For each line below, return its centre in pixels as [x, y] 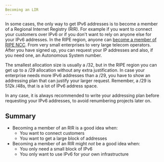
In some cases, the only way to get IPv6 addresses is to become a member [82, 24]
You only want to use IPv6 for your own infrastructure [74, 154]
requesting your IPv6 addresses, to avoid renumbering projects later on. [78, 101]
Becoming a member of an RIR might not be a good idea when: [76, 144]
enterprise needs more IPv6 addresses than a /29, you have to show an [78, 75]
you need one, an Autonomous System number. [54, 55]
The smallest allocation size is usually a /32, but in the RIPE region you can [81, 65]
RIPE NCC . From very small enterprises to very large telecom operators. [78, 44]
